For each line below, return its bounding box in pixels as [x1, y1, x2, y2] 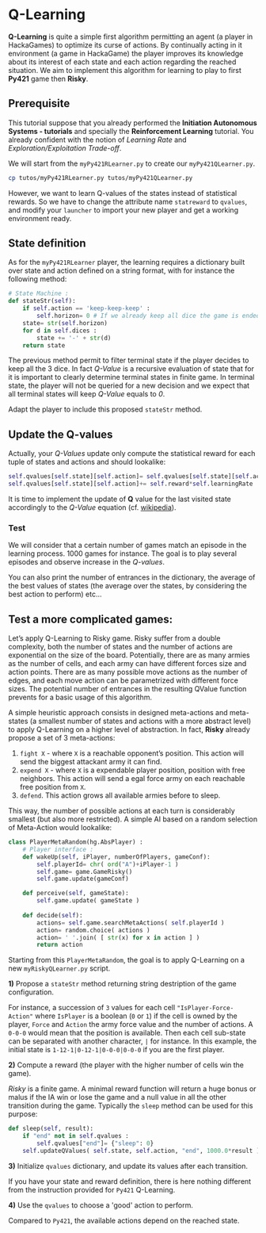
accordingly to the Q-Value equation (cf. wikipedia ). [8, 503, 177, 512]
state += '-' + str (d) [36, 334, 112, 342]
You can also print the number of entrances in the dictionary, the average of [8, 572, 256, 582]
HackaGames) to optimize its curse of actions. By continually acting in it [8, 40, 243, 49]
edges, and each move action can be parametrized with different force [8, 676, 239, 685]
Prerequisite [8, 97, 70, 110]
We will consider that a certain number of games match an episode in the [8, 541, 247, 550]
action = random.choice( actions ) [36, 926, 150, 934]
